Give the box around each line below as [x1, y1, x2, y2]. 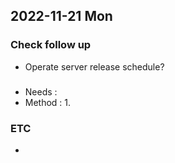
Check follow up [10, 38, 92, 52]
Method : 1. [24, 96, 72, 108]
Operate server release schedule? [24, 60, 165, 73]
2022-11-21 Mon [10, 8, 113, 25]
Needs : [24, 85, 58, 98]
